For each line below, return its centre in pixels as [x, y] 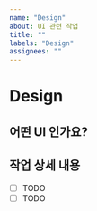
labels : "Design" [42, 43]
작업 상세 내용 [45, 165]
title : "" [28, 34]
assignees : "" [36, 52]
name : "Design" [38, 18]
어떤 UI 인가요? [48, 132]
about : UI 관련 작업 [44, 26]
